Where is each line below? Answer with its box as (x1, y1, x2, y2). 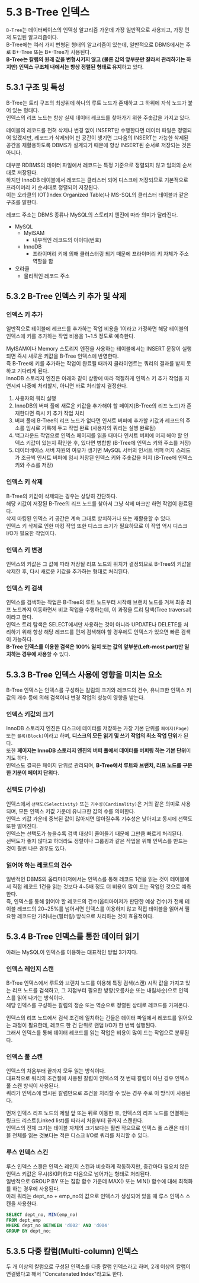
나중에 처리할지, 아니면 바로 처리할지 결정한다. (21, 382, 128, 389)
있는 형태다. (12, 106, 40, 113)
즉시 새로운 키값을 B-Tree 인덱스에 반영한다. (17, 352, 119, 359)
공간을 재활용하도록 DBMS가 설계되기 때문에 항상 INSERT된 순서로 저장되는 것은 (6, 141, 191, 148)
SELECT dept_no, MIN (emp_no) (6, 1211, 78, 1218)
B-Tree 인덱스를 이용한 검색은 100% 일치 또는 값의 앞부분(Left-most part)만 (6, 643, 184, 650)
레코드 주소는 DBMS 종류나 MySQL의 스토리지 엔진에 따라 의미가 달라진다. (6, 211, 178, 218)
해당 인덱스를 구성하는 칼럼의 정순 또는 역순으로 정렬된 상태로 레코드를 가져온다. (6, 1002, 190, 1009)
